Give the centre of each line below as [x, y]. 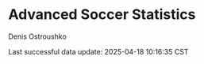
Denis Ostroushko [38, 36]
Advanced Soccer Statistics [102, 15]
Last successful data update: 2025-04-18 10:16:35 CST [98, 51]
